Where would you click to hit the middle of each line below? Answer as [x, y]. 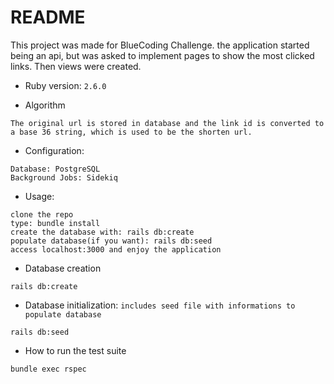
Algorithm [45, 105]
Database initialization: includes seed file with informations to [160, 305]
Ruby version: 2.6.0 [65, 85]
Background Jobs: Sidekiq [64, 177]
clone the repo [42, 214]
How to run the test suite [75, 350]
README [48, 17]
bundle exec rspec [48, 369]
